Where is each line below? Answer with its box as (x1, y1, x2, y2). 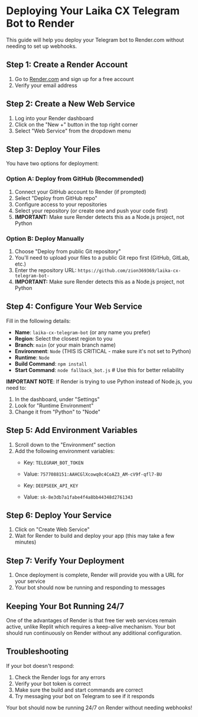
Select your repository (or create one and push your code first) (14, 207, 168, 214)
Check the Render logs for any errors (14, 673, 105, 681)
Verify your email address (14, 82, 78, 89)
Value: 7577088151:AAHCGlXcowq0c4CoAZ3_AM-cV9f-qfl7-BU (23, 470, 163, 477)
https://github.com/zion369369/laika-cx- (77, 267, 181, 273)
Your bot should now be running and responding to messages (14, 584, 165, 591)
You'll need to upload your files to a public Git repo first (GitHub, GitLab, (14, 254, 190, 261)
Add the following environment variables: (14, 447, 115, 454)
